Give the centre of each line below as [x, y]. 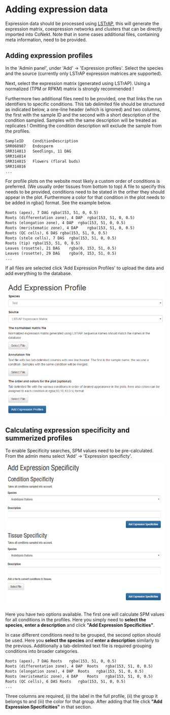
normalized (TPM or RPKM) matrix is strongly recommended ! [70, 89]
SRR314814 [16, 156]
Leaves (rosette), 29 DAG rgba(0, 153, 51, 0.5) [61, 253]
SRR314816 [16, 167]
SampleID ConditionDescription [42, 141]
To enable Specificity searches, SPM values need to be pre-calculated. [79, 450]
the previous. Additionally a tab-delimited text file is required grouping [78, 646]
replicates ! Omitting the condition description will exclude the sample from [83, 125]
